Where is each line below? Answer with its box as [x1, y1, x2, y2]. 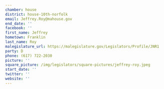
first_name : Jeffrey [5, 30, 48, 35]
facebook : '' [5, 26, 32, 31]
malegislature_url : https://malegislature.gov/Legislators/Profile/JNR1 [5, 44, 160, 49]
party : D [5, 48, 23, 53]
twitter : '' [5, 72, 30, 77]
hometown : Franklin [5, 35, 46, 40]
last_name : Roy [5, 40, 37, 44]
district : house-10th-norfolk [5, 12, 68, 17]
